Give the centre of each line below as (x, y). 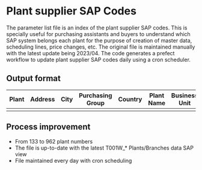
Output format (34, 78)
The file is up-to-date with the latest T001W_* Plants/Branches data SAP (104, 148)
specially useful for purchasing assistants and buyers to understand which (98, 34)
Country (130, 99)
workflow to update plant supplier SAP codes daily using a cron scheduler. (99, 59)
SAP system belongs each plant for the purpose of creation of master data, (99, 40)
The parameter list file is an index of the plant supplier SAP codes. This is (97, 28)
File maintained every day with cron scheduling (73, 160)
